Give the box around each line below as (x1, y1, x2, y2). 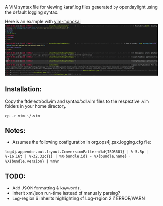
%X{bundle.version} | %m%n (5, 159, 60, 164)
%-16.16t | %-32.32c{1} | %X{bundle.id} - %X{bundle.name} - (5, 154, 131, 159)
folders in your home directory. (5, 103, 67, 109)
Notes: (5, 126, 26, 135)
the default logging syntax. (5, 9, 59, 15)
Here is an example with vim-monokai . (5, 19, 82, 24)
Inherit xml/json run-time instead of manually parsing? (12, 190, 120, 196)
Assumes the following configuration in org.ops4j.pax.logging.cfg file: (12, 139, 152, 145)
